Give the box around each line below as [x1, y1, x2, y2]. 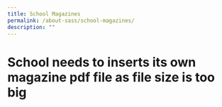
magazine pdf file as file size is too [7, 69, 215, 85]
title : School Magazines [7, 10, 81, 18]
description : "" [7, 23, 55, 30]
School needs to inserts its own [7, 54, 196, 70]
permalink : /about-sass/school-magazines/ [7, 17, 135, 24]
